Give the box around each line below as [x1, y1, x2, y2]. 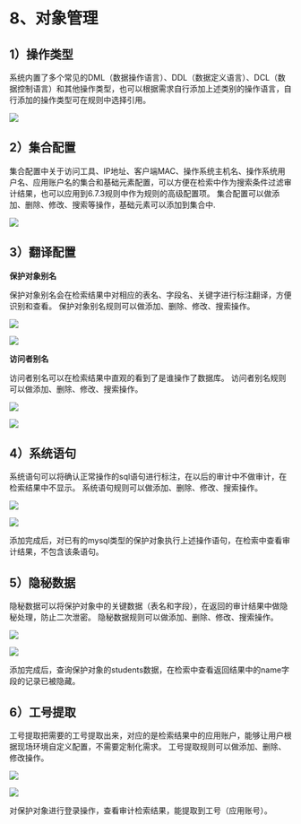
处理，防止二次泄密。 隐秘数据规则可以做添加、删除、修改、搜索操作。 [16, 611, 279, 623]
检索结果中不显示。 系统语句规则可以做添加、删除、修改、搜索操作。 [9, 482, 262, 493]
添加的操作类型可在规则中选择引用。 [16, 95, 150, 105]
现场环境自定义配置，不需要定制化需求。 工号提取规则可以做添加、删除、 [16, 742, 287, 752]
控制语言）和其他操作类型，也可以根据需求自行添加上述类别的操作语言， [16, 83, 284, 94]
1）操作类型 [9, 47, 74, 62]
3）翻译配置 [9, 245, 76, 260]
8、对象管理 [9, 8, 99, 29]
